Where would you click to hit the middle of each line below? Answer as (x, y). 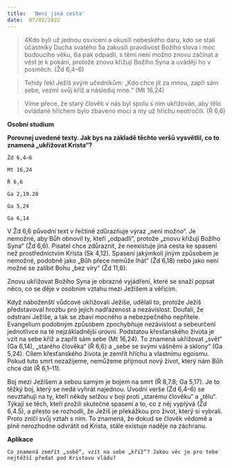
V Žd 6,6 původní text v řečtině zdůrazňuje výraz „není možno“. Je (101, 231)
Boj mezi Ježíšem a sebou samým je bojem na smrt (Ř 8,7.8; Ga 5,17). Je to (114, 381)
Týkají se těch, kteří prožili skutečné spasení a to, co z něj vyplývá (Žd (107, 404)
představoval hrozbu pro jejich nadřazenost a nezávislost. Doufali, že (106, 309)
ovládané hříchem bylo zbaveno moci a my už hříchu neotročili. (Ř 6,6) (125, 111)
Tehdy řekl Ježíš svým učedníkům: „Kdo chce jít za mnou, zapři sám (121, 82)
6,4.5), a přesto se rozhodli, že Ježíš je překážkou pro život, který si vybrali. (115, 411)
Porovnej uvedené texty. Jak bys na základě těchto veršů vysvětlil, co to (113, 137)
